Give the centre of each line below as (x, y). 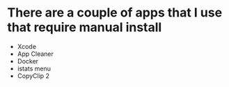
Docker (28, 61)
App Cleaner (35, 54)
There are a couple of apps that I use (115, 13)
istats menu (34, 68)
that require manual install (85, 27)
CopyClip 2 (33, 76)
